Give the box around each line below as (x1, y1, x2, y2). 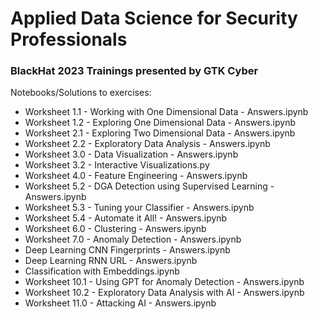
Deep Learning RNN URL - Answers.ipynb (24, 255, 198, 267)
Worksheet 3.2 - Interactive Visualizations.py (24, 159, 210, 171)
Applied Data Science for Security (10, 7, 298, 30)
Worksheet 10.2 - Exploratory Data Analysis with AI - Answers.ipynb (24, 287, 305, 299)
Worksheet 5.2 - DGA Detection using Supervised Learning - (24, 180, 275, 192)
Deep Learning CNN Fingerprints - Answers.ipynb (24, 244, 231, 256)
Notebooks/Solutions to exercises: (10, 87, 152, 99)
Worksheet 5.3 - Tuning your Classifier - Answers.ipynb (24, 202, 255, 214)
